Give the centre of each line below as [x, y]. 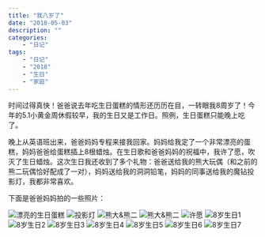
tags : [17, 52]
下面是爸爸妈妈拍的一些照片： [57, 197]
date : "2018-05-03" [40, 23]
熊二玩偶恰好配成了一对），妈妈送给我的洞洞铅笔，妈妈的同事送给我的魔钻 [128, 171]
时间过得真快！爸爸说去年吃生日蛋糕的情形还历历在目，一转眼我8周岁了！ [128, 105]
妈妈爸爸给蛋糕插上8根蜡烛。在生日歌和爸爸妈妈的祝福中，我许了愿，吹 [138, 152]
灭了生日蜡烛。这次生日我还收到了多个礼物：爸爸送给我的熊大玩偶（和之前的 [133, 161]
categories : [28, 38]
